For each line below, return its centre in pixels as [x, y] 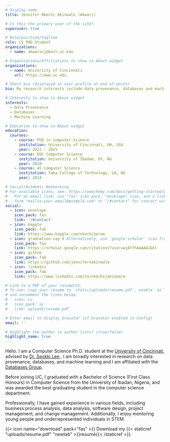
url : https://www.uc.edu [40, 75]
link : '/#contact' [34, 220]
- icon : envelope [28, 211]
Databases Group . [24, 367]
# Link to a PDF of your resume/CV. [44, 286]
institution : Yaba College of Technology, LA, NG [72, 173]
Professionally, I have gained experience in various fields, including [75, 403]
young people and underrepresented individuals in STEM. [65, 419]
